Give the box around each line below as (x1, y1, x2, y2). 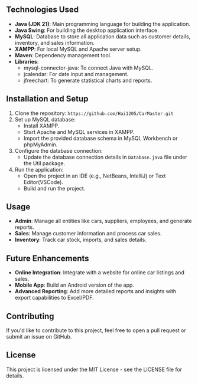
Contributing (6, 311, 54, 321)
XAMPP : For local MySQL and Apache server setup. (14, 45, 142, 52)
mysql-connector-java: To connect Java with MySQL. (23, 64, 154, 71)
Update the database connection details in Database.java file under (23, 153, 187, 160)
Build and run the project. (23, 185, 86, 192)
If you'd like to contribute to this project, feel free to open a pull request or (6, 327, 186, 334)
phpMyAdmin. (23, 141, 58, 148)
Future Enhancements (6, 253, 90, 263)
